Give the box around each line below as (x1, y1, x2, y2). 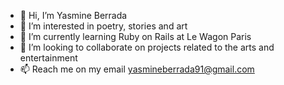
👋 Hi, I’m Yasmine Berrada (19, 10, 128, 21)
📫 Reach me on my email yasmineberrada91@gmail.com (19, 63, 255, 75)
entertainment (19, 52, 78, 64)
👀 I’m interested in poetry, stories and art (19, 20, 188, 32)
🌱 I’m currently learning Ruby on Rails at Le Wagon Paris (19, 31, 252, 42)
